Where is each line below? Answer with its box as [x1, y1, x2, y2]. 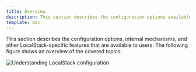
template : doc [6, 19, 41, 25]
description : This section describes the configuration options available [6, 14, 192, 20]
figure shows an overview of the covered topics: [6, 48, 123, 55]
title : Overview [6, 8, 45, 15]
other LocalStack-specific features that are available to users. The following [6, 42, 188, 49]
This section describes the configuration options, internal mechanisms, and [6, 36, 188, 43]
